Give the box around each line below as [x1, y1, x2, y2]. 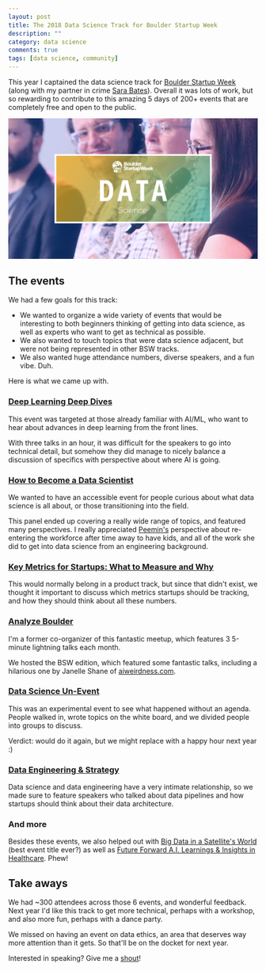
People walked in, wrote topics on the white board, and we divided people [8, 712, 249, 722]
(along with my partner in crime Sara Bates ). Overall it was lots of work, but [8, 86, 253, 95]
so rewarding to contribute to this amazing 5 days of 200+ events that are [8, 94, 249, 103]
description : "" [8, 29, 62, 37]
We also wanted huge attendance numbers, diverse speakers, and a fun [19, 352, 255, 362]
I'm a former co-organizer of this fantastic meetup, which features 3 [8, 634, 230, 643]
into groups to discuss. [8, 721, 83, 730]
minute [8, 642, 31, 652]
